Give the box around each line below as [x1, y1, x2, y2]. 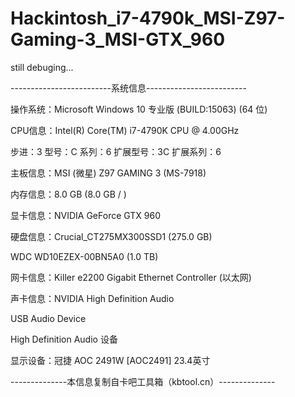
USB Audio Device [10, 312, 87, 324]
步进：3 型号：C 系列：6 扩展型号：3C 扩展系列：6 [10, 145, 222, 157]
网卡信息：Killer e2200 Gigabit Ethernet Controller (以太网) [10, 271, 252, 283]
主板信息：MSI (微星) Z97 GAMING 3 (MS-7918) [10, 167, 207, 179]
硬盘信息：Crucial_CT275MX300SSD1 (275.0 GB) [10, 230, 213, 242]
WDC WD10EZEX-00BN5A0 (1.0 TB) [10, 250, 159, 262]
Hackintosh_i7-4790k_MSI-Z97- [10, 7, 286, 30]
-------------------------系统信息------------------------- [10, 82, 247, 94]
